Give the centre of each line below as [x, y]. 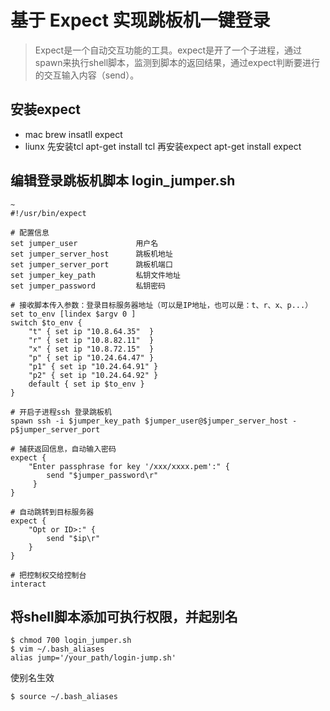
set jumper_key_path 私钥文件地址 [95, 275]
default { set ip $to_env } [86, 384]
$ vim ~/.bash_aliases [57, 649]
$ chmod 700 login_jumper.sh [71, 641]
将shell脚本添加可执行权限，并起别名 [124, 616]
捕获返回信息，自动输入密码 [68, 449]
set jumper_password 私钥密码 [88, 286]
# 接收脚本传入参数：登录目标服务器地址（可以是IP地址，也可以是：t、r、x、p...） [161, 305]
